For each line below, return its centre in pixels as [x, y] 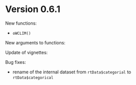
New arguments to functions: [35, 42]
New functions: [21, 23]
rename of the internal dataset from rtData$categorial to [72, 72]
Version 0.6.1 [33, 9]
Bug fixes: [16, 62]
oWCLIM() [22, 33]
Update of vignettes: [26, 52]
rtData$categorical [33, 77]
